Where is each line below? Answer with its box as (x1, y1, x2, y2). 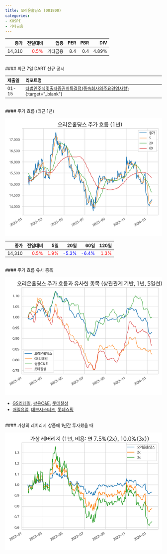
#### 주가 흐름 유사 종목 (5, 267, 54, 273)
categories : (5, 13, 30, 18)
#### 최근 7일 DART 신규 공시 (5, 65, 65, 72)
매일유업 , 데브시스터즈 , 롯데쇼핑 (12, 406, 74, 412)
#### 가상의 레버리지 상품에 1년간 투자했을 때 (5, 422, 93, 428)
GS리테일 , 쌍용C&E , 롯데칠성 (12, 400, 69, 406)
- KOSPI (5, 18, 21, 23)
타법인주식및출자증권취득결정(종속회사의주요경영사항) (25, 85, 129, 91)
